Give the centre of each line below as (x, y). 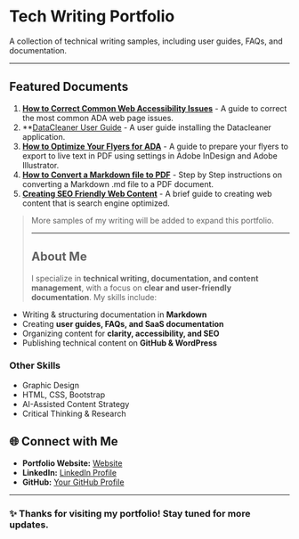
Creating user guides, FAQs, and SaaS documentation (123, 323)
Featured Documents (69, 87)
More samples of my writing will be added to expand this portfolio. (152, 220)
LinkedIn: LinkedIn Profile (69, 472)
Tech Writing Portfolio (92, 16)
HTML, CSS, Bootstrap (63, 395)
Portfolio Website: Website (72, 463)
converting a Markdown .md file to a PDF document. (118, 184)
